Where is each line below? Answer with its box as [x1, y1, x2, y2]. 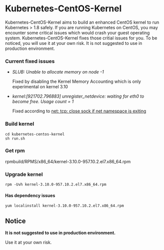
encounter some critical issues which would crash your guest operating [5, 30, 150, 36]
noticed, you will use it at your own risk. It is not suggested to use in [5, 40, 142, 46]
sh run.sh [5, 136, 26, 141]
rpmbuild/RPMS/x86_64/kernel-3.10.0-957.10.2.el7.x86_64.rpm [5, 158, 131, 164]
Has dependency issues [5, 192, 55, 198]
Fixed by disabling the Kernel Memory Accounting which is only [12, 78, 141, 84]
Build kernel [5, 120, 34, 127]
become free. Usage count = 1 [12, 99, 74, 105]
